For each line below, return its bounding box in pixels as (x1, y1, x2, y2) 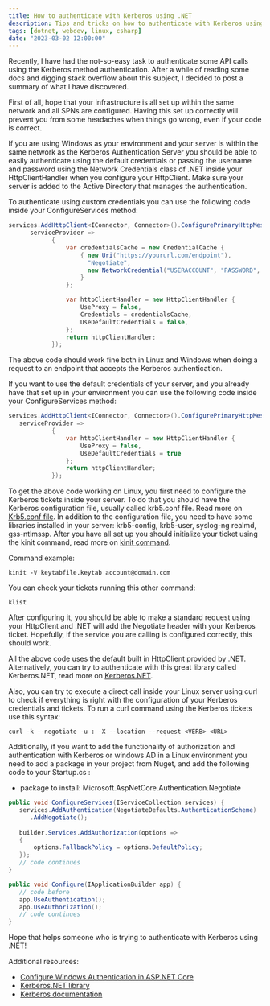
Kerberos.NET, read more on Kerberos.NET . (8, 671, 153, 681)
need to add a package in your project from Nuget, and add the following (8, 759, 250, 769)
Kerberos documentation (19, 989, 103, 999)
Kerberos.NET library (19, 981, 90, 991)
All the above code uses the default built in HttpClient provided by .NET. (8, 653, 247, 664)
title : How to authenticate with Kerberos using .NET (8, 11, 193, 20)
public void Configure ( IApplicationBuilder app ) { (8, 880, 182, 888)
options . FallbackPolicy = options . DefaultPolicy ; (33, 843, 203, 851)
